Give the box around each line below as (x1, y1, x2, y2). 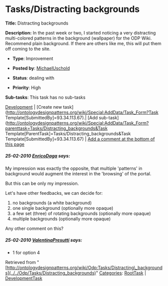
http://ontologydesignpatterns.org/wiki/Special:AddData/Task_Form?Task (7, 109, 159, 115)
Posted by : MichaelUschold (12, 65, 70, 71)
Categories (99, 269, 122, 276)
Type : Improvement (12, 55, 54, 61)
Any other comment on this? (5, 225, 64, 231)
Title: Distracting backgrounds (5, 20, 69, 26)
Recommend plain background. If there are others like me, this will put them (5, 40, 161, 46)
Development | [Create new (5, 104, 62, 110)
